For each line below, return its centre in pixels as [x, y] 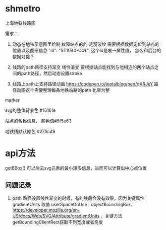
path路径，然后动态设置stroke [52, 73]
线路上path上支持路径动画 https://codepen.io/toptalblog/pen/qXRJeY [83, 84]
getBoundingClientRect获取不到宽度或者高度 [57, 222]
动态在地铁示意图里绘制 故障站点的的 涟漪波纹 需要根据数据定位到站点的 [86, 44]
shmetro [23, 9]
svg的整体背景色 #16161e [30, 110]
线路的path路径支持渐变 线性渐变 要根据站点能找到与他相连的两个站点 [83, 67]
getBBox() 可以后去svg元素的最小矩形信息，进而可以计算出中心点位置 [76, 168]
